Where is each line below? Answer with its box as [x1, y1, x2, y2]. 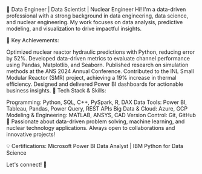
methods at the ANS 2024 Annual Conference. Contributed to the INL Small [6, 68, 194, 75]
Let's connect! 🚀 [6, 161, 47, 168]
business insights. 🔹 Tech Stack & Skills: [6, 87, 106, 94]
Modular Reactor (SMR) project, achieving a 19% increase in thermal [6, 74, 177, 81]
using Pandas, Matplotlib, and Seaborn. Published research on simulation [6, 61, 189, 68]
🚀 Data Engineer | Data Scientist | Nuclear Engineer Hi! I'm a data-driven [6, 6, 186, 13]
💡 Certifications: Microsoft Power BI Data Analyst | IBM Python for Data [6, 143, 183, 149]
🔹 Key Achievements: [6, 37, 59, 43]
